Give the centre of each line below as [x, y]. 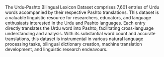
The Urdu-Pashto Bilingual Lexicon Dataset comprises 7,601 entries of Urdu [82, 7]
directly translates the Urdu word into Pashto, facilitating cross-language [80, 28]
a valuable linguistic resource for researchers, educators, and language [78, 18]
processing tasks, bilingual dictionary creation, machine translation [74, 44]
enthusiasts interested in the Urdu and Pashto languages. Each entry [75, 23]
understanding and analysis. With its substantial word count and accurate [80, 33]
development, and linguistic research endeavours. [56, 49]
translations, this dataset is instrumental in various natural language [74, 39]
